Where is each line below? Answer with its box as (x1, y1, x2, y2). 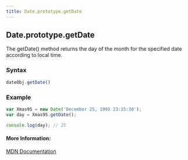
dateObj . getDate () (6, 79, 51, 85)
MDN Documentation (6, 148, 56, 155)
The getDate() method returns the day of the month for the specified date (6, 45, 182, 52)
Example (6, 93, 31, 101)
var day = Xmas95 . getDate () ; (6, 112, 77, 118)
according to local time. (6, 52, 63, 59)
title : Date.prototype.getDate (6, 8, 82, 15)
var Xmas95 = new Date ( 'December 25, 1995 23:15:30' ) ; (6, 106, 142, 112)
